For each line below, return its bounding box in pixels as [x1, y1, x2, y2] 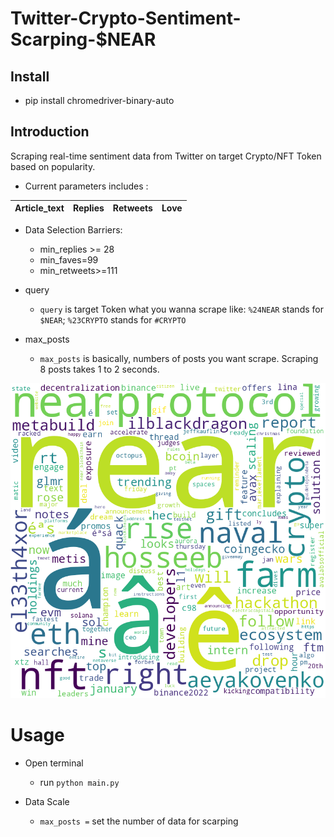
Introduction [10, 123, 90, 141]
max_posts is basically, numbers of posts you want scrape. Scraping [39, 352, 319, 364]
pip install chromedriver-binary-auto [24, 95, 175, 106]
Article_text [14, 202, 65, 214]
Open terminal [24, 757, 84, 769]
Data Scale [24, 795, 70, 807]
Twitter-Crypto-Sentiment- [10, 7, 242, 30]
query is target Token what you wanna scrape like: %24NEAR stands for [39, 303, 324, 315]
